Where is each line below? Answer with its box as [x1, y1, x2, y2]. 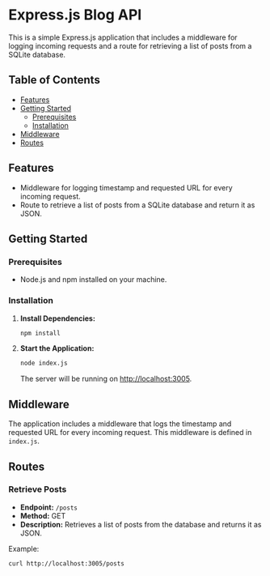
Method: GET [19, 510, 66, 520]
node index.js [19, 359, 68, 368]
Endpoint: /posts [19, 502, 78, 512]
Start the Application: [19, 343, 95, 353]
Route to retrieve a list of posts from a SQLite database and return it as [19, 200, 255, 210]
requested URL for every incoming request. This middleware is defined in [8, 428, 252, 437]
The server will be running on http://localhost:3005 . [19, 374, 192, 384]
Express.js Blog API [8, 6, 142, 24]
